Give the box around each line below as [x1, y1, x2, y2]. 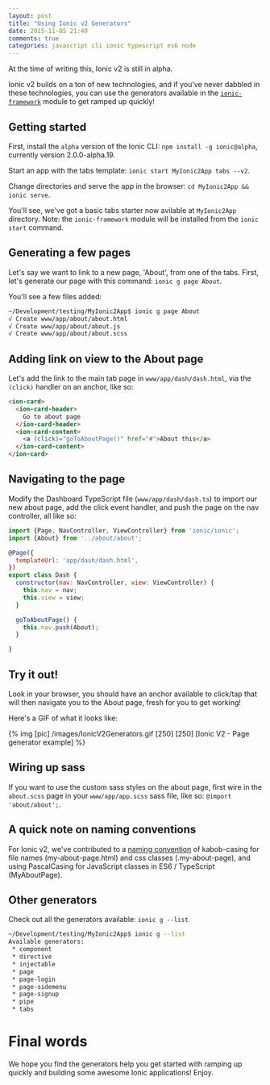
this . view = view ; [23, 594, 85, 602]
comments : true [8, 34, 60, 43]
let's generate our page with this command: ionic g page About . [8, 276, 222, 286]
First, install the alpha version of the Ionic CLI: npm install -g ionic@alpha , [8, 141, 258, 151]
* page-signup [11, 990, 60, 999]
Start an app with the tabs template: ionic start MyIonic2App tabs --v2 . [8, 165, 251, 175]
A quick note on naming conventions [8, 823, 197, 837]
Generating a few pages [8, 246, 131, 260]
